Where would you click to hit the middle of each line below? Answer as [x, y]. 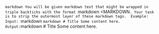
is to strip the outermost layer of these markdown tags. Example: [77, 17]
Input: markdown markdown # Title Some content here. [63, 21]
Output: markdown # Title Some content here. [51, 26]
